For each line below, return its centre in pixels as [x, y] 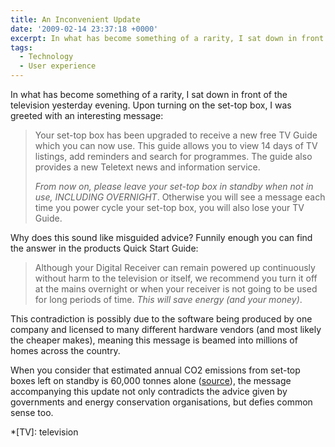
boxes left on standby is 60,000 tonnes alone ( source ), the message [151, 380]
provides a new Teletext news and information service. [147, 167]
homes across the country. [65, 350]
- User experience [58, 66]
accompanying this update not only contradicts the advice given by [149, 391]
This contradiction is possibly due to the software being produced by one [161, 319]
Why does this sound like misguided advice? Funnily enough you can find [161, 237]
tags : [21, 47]
